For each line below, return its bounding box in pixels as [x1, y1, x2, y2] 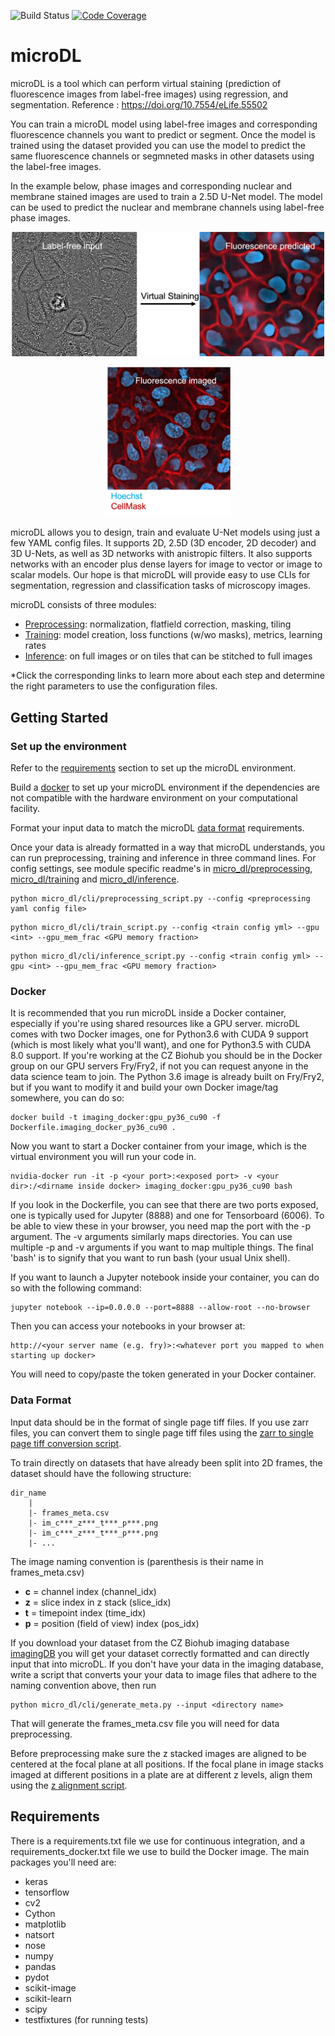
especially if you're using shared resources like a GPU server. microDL [10, 1018, 301, 1030]
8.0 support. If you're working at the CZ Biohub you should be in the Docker [10, 1050, 323, 1062]
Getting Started [10, 709, 109, 726]
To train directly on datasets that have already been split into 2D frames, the [10, 1456, 323, 1469]
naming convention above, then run [10, 1679, 157, 1691]
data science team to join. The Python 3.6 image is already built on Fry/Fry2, [10, 1071, 325, 1083]
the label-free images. [10, 160, 102, 172]
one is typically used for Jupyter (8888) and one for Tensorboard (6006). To [10, 1210, 325, 1222]
